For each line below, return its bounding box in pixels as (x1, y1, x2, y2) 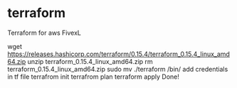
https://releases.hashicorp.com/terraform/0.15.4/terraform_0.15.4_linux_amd (7, 50, 230, 58)
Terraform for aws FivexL (7, 28, 82, 37)
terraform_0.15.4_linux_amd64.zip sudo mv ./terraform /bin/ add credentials (7, 65, 228, 73)
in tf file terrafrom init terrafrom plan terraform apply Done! (7, 72, 180, 81)
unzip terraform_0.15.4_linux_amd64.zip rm (27, 57, 153, 65)
